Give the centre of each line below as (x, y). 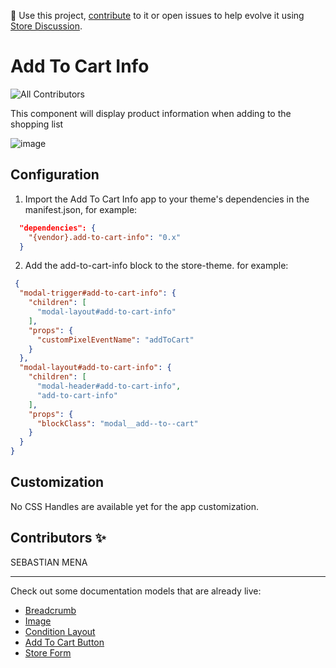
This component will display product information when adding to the (151, 113)
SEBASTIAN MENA (49, 562)
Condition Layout (60, 631)
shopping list (37, 124)
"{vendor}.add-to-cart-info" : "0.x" (105, 237)
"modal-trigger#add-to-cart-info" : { (98, 293)
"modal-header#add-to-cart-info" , (109, 386)
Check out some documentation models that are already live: (136, 591)
